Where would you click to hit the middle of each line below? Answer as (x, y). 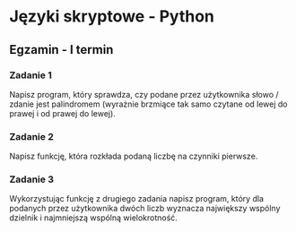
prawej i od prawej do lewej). (63, 113)
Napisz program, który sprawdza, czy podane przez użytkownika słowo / (144, 94)
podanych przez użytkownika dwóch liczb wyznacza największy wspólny (145, 209)
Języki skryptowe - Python (112, 17)
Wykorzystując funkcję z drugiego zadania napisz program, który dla (137, 199)
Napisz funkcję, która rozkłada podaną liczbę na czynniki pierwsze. (134, 156)
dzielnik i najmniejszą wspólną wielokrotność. (93, 218)
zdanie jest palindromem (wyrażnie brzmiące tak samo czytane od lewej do (149, 104)
